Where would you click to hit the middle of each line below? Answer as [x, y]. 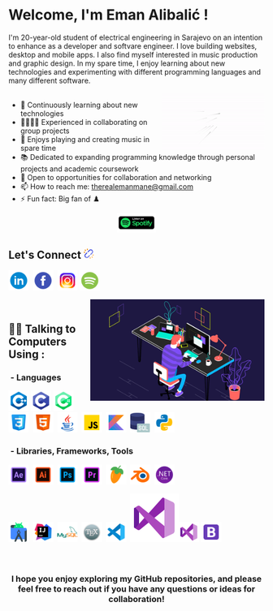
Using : [27, 354]
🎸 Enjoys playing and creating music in [85, 139]
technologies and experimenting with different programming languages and [135, 71]
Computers [38, 341]
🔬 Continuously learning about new [79, 105]
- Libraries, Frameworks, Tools [72, 451]
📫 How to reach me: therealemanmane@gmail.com [106, 186]
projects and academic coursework [79, 169]
